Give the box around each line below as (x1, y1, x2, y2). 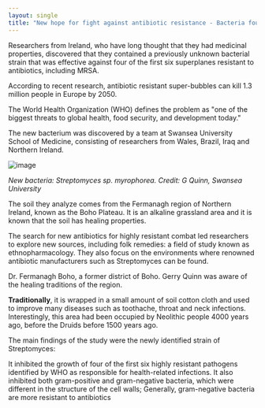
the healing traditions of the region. (8, 280, 122, 289)
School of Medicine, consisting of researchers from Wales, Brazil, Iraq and (8, 136, 250, 146)
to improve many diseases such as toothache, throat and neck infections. (8, 303, 246, 313)
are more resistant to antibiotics (8, 392, 112, 402)
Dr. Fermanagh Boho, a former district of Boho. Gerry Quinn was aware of (8, 271, 248, 280)
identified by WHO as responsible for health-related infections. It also (8, 367, 233, 376)
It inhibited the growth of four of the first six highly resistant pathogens (8, 359, 238, 369)
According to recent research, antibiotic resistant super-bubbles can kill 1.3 (8, 80, 252, 91)
